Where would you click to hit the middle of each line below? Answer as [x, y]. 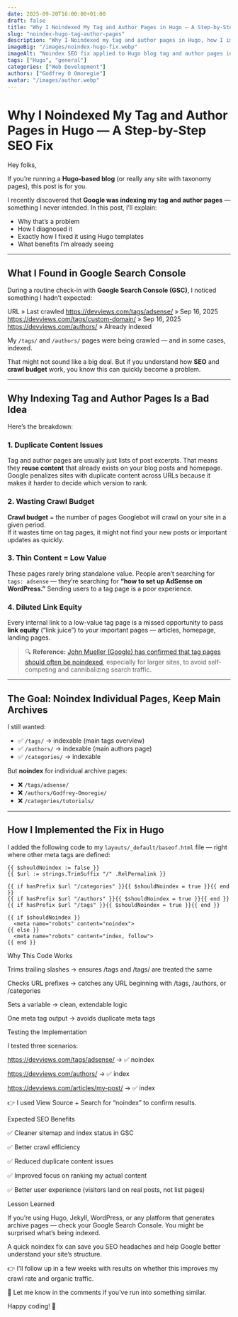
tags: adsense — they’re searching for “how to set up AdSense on [105, 581]
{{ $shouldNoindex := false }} [53, 868]
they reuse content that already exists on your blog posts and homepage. [115, 468]
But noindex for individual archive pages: [68, 770]
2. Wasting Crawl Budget [51, 502]
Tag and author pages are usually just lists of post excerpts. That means [113, 461]
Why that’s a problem [49, 222]
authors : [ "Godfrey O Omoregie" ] [57, 73]
